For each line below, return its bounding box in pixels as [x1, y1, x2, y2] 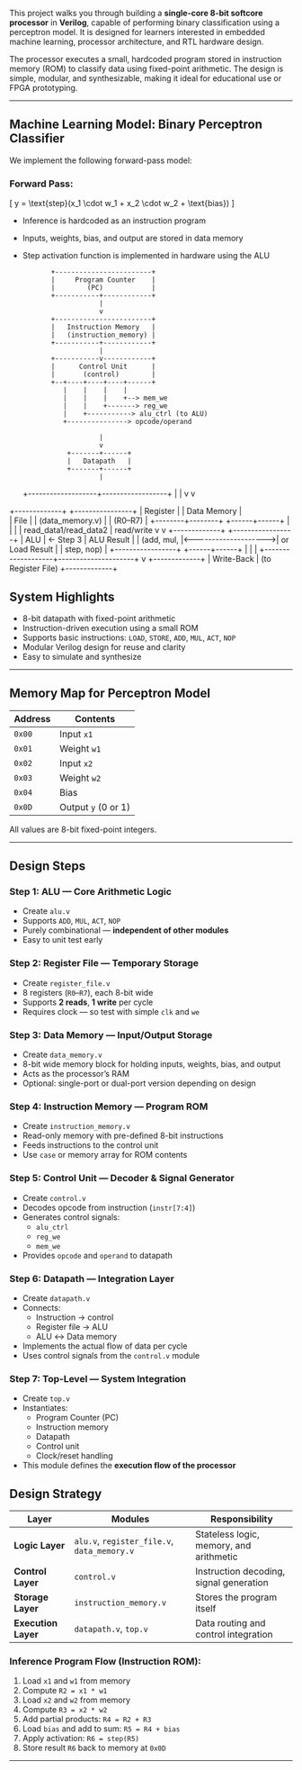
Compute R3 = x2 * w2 [22, 1704, 108, 1715]
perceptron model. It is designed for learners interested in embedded [9, 27, 265, 37]
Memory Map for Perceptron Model [9, 686, 211, 701]
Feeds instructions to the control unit [22, 1140, 159, 1151]
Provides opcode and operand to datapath [22, 1250, 173, 1260]
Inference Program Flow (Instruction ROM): [9, 1655, 202, 1667]
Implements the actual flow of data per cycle [22, 1341, 188, 1351]
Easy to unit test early [22, 935, 103, 945]
